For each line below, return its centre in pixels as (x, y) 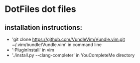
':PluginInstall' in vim (33, 50)
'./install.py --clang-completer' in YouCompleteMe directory (73, 55)
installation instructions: (44, 28)
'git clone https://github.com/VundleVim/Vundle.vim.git (68, 39)
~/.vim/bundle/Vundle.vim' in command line (57, 45)
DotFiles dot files (40, 9)
